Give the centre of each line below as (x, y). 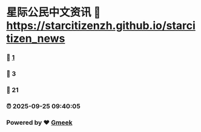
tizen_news (36, 38)
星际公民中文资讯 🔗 (54, 12)
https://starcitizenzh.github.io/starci (101, 26)
